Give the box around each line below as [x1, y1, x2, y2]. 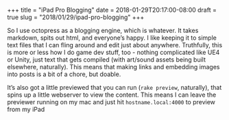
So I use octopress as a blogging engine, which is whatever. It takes [7, 27, 199, 34]
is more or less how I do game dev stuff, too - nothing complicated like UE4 [7, 48, 220, 56]
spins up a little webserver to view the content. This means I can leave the [7, 91, 217, 99]
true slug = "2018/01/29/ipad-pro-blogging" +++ [7, 13, 145, 21]
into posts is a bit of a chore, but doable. [7, 70, 121, 78]
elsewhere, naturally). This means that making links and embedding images [7, 63, 220, 71]
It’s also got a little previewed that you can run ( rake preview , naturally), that [7, 84, 222, 91]
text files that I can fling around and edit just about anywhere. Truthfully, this [7, 41, 223, 49]
